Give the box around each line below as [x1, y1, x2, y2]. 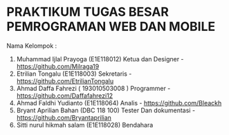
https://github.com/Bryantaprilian [16, 113, 112, 121]
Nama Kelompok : [6, 41, 57, 50]
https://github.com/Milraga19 [16, 62, 100, 70]
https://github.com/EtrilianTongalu [16, 76, 114, 85]
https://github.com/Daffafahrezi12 [16, 91, 113, 100]
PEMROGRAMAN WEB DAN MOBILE [6, 19, 216, 34]
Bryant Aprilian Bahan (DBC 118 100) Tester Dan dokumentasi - [16, 106, 195, 114]
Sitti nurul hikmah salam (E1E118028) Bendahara [16, 121, 154, 129]
